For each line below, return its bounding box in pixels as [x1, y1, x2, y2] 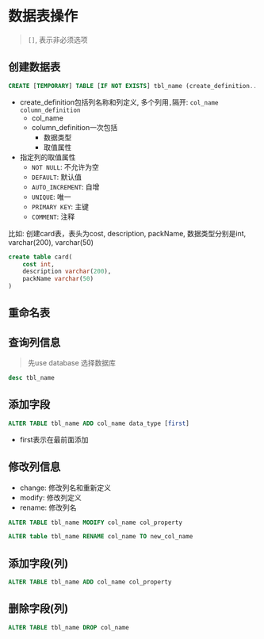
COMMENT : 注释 [31, 212, 75, 221]
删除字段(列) [8, 602, 69, 615]
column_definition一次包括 [31, 122, 118, 132]
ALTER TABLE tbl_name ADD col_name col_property [8, 578, 172, 587]
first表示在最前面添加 [19, 434, 89, 444]
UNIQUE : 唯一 [31, 192, 71, 201]
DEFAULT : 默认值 [31, 172, 82, 182]
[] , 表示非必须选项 [27, 35, 89, 44]
